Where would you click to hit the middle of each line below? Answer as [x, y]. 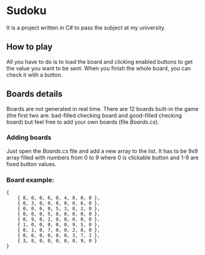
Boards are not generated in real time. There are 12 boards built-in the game [102, 108]
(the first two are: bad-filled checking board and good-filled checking [94, 115]
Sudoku [27, 11]
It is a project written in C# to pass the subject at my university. [86, 28]
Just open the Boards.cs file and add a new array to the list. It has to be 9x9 [102, 151]
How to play [29, 47]
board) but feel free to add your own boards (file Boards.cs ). [83, 122]
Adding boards [29, 137]
